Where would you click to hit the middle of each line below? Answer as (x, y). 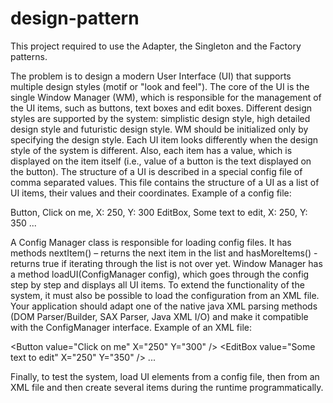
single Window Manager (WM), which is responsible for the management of (166, 97)
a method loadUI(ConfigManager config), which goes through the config (160, 274)
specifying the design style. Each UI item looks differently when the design (164, 139)
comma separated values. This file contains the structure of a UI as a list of (165, 182)
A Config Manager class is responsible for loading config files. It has (151, 242)
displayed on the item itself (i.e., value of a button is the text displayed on (161, 161)
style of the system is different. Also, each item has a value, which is (151, 150)
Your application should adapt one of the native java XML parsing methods (164, 306)
